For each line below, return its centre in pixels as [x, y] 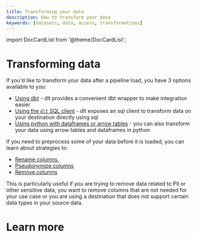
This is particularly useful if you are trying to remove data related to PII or [96, 184]
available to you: [26, 87]
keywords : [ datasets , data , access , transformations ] [75, 23]
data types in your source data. [44, 203]
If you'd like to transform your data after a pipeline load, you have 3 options [99, 81]
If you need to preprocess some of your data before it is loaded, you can [95, 141]
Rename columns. [37, 159]
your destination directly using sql [56, 118]
